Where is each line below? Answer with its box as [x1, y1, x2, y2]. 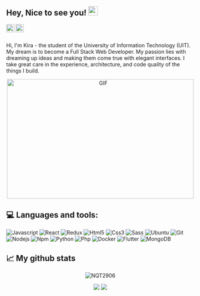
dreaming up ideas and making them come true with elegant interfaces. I [6, 54, 185, 62]
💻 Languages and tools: [6, 210, 99, 220]
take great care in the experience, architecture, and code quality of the [6, 60, 180, 68]
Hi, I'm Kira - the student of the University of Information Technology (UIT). [6, 41, 191, 48]
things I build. [6, 67, 40, 74]
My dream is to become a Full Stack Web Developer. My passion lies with [6, 48, 186, 55]
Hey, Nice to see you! [6, 8, 87, 18]
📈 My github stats [6, 254, 76, 264]
